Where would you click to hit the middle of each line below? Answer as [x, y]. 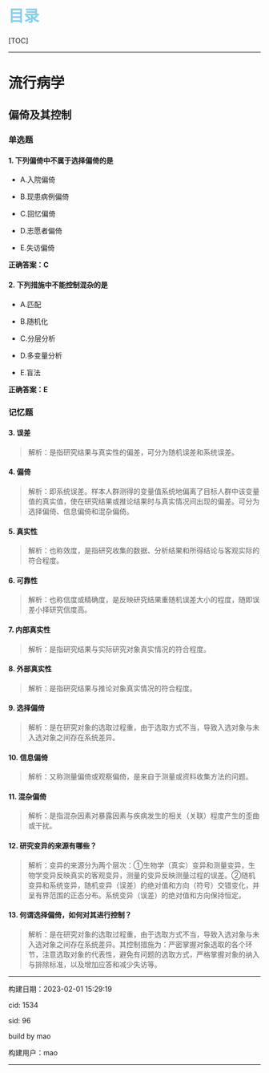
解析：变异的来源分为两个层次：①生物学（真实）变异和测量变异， [138, 865]
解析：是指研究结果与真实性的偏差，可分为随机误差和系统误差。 [133, 452]
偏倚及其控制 [40, 115]
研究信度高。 [70, 609]
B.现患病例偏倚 [44, 196]
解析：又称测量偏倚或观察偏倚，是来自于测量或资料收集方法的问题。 [140, 777]
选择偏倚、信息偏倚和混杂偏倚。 [80, 511]
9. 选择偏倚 [27, 708]
